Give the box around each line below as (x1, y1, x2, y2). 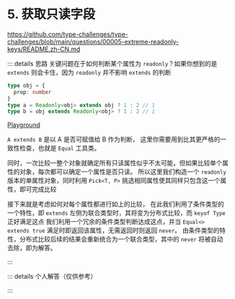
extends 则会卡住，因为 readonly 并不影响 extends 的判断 (7, 68, 172, 76)
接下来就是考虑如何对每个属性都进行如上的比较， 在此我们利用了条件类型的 (7, 200, 224, 209)
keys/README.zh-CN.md (7, 45, 81, 53)
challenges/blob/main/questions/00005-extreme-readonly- (7, 37, 179, 46)
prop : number (13, 88, 52, 95)
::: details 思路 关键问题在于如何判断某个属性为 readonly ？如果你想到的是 (7, 59, 217, 67)
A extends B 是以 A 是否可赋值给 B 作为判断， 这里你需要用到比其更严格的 (7, 135, 221, 144)
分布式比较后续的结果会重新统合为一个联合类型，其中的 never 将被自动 (19, 235, 223, 244)
